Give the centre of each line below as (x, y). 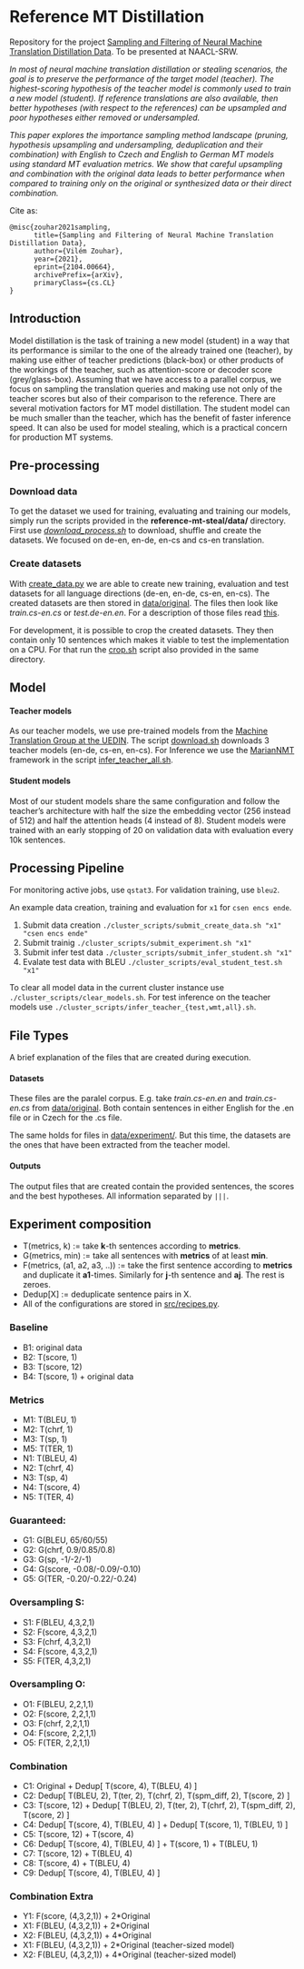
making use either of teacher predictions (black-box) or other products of (147, 360)
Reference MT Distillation (107, 17)
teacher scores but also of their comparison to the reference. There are (143, 398)
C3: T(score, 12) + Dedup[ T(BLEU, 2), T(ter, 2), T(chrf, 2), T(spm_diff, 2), (159, 1805)
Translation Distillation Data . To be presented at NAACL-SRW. (124, 51)
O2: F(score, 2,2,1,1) (59, 1714)
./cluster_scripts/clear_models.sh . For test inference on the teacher (140, 998)
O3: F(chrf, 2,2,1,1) (56, 1723)
